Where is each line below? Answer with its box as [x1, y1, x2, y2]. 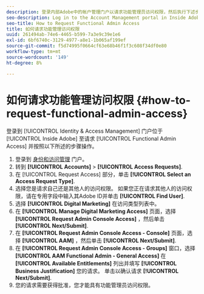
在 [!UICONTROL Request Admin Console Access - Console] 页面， [15, 229, 188, 237]
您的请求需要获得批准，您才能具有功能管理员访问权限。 [15, 281, 154, 289]
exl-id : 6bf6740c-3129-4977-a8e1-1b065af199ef [6, 37, 126, 43]
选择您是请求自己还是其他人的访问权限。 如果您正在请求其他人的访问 [15, 185, 187, 192]
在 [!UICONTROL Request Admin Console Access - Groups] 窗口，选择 [15, 245, 195, 252]
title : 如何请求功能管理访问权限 [6, 26, 80, 32]
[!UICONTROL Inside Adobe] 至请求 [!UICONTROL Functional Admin [6, 135, 176, 142]
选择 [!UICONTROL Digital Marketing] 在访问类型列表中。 [15, 200, 160, 208]
